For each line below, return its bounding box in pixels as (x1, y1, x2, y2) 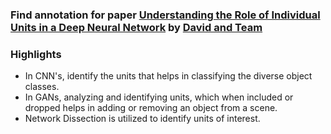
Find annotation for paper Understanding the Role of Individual (10, 8, 321, 22)
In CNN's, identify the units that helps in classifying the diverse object (24, 70, 313, 82)
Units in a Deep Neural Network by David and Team (10, 20, 263, 34)
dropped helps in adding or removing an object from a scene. (24, 102, 278, 114)
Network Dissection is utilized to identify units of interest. (24, 113, 261, 125)
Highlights (10, 47, 62, 61)
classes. (24, 81, 60, 93)
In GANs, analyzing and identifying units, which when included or (24, 91, 294, 103)
